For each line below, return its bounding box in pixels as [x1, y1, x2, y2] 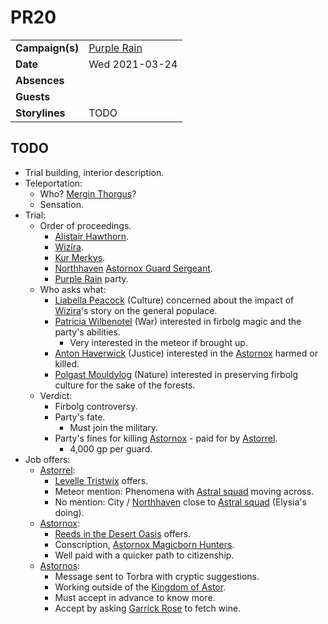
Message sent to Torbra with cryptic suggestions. [54, 570, 260, 582]
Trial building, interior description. [24, 166, 165, 178]
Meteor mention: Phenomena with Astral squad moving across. [54, 485, 315, 497]
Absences [15, 73, 65, 87]
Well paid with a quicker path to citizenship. [54, 549, 235, 561]
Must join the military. [69, 421, 159, 433]
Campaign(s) [15, 41, 80, 55]
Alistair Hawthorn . [54, 230, 130, 242]
